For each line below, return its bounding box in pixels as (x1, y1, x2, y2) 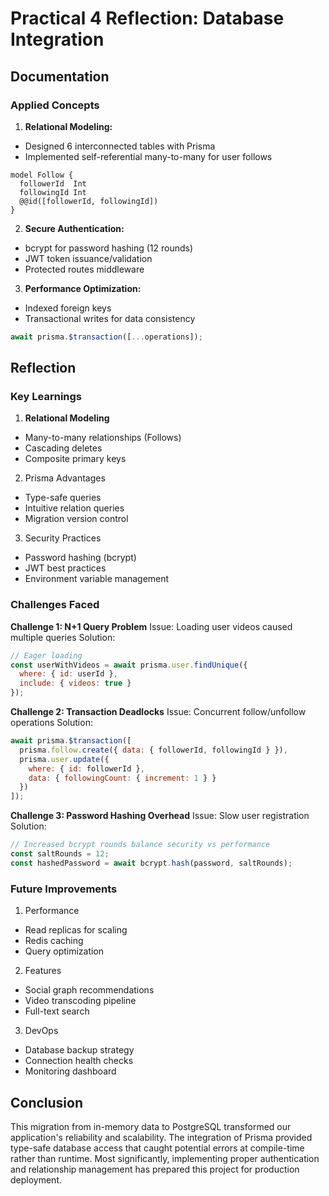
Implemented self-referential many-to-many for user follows (24, 150, 273, 162)
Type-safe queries (24, 492, 102, 504)
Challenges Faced (10, 598, 100, 612)
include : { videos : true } (19, 678, 132, 689)
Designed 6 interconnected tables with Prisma (24, 140, 216, 152)
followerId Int (19, 178, 87, 189)
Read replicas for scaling (24, 924, 128, 936)
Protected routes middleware (24, 263, 145, 275)
